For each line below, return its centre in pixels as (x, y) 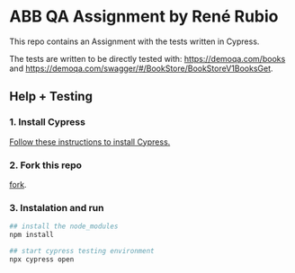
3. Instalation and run (57, 207)
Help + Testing (51, 97)
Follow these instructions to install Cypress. (90, 142)
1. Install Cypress (47, 122)
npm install (31, 235)
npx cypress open (42, 259)
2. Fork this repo (46, 165)
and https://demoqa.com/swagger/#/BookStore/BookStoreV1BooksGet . (141, 68)
